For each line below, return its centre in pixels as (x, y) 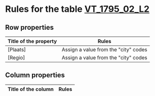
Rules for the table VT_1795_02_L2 (77, 9)
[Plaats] (17, 49)
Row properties (29, 27)
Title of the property (32, 41)
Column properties (35, 75)
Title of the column (31, 89)
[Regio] (16, 58)
